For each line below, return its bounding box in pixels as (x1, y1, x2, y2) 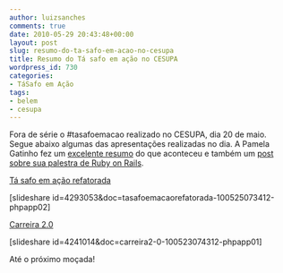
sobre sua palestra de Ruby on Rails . (9, 158, 144, 168)
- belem (9, 96, 39, 106)
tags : (9, 88, 30, 97)
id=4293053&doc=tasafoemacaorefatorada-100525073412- (52, 192, 275, 203)
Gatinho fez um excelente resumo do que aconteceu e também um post (9, 149, 274, 159)
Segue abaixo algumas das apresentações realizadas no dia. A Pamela (9, 139, 270, 149)
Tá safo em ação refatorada (9, 175, 112, 186)
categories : (9, 72, 54, 81)
